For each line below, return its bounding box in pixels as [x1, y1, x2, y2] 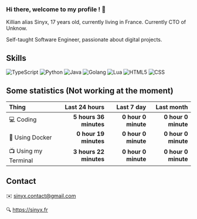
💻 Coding [9, 115, 37, 124]
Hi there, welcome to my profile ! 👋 [6, 5, 106, 13]
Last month [155, 102, 188, 111]
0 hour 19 [76, 129, 104, 138]
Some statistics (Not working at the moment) [6, 85, 174, 95]
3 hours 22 [73, 148, 104, 156]
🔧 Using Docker [9, 133, 52, 141]
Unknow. [6, 25, 28, 32]
